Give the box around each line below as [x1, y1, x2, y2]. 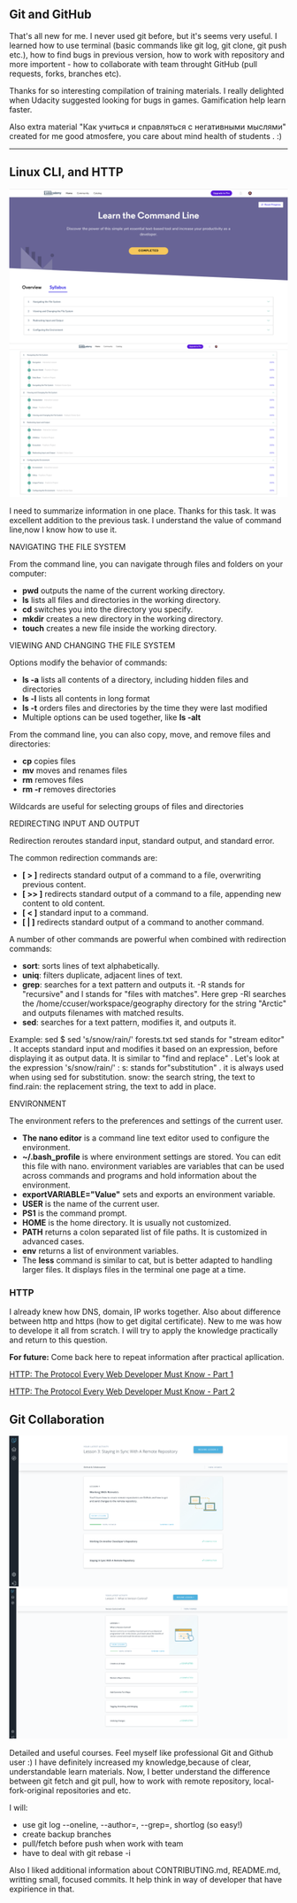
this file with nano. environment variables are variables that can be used [21, 1160, 285, 1172]
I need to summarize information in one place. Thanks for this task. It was [9, 505, 277, 516]
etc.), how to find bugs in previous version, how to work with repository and [9, 49, 285, 60]
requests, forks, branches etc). [9, 68, 122, 79]
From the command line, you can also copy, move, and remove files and [9, 729, 271, 739]
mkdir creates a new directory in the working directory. [21, 613, 224, 623]
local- [253, 1775, 275, 1787]
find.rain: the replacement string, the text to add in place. [9, 1080, 217, 1092]
